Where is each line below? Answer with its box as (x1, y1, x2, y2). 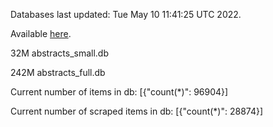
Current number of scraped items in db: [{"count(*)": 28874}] (10, 105, 264, 117)
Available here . (10, 28, 72, 39)
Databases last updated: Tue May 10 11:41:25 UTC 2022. (10, 9, 242, 20)
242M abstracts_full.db (10, 67, 106, 78)
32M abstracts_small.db (10, 47, 109, 59)
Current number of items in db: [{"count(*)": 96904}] (10, 86, 229, 98)
